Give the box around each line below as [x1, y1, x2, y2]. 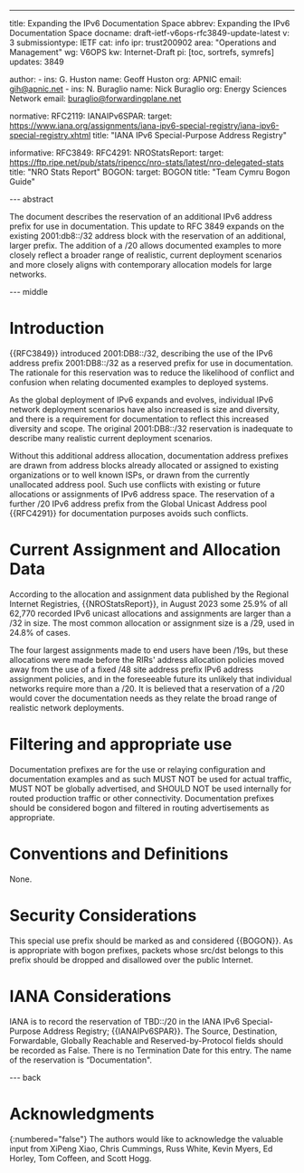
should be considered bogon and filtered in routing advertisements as [9, 802, 270, 813]
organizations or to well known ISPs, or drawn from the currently [9, 469, 251, 480]
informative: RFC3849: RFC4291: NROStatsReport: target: [9, 147, 224, 158]
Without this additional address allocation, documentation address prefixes [9, 449, 289, 461]
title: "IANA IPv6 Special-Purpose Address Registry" [92, 130, 288, 140]
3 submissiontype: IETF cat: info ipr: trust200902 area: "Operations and [9, 37, 277, 48]
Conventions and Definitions [9, 844, 229, 864]
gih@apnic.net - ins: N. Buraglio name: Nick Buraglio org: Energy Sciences [9, 83, 288, 94]
